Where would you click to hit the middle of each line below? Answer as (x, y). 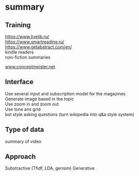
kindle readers (19, 52)
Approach (20, 157)
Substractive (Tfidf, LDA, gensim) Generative (50, 168)
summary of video (23, 141)
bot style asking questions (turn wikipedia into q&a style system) (70, 114)
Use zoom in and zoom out (32, 104)
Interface (19, 82)
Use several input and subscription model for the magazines (65, 93)
